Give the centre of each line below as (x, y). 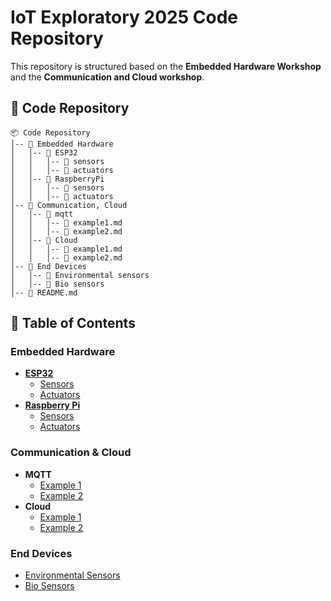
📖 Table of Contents (73, 323)
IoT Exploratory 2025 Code (124, 17)
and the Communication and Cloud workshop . (107, 77)
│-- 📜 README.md (44, 292)
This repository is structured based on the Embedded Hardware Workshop (166, 66)
